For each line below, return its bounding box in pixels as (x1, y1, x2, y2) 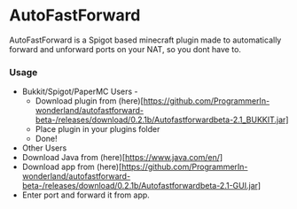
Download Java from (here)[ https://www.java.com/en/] (21, 152, 223, 163)
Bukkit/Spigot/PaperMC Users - (21, 86, 139, 97)
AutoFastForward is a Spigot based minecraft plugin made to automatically (9, 35, 282, 45)
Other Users (21, 143, 67, 153)
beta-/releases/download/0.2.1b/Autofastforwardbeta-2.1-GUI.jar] (21, 181, 262, 191)
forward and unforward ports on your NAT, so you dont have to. (9, 43, 242, 54)
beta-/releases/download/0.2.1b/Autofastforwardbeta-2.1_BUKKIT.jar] (35, 114, 289, 125)
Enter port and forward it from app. (21, 190, 151, 200)
